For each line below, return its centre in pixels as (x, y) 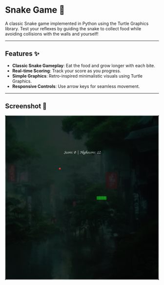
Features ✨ (22, 54)
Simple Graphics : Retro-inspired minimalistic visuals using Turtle (77, 76)
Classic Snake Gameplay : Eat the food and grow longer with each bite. (83, 65)
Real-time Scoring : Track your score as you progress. (66, 71)
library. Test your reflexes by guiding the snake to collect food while (73, 28)
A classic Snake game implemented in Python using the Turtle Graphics (77, 23)
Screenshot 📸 (26, 106)
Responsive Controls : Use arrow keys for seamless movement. (76, 86)
